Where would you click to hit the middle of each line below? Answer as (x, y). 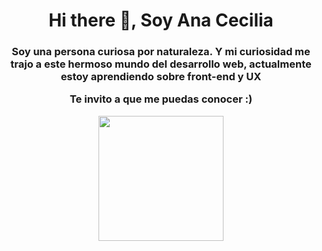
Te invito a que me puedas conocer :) (161, 99)
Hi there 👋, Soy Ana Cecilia (161, 20)
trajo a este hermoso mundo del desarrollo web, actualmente (161, 64)
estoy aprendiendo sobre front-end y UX (161, 77)
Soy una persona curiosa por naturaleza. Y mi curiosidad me (161, 52)
